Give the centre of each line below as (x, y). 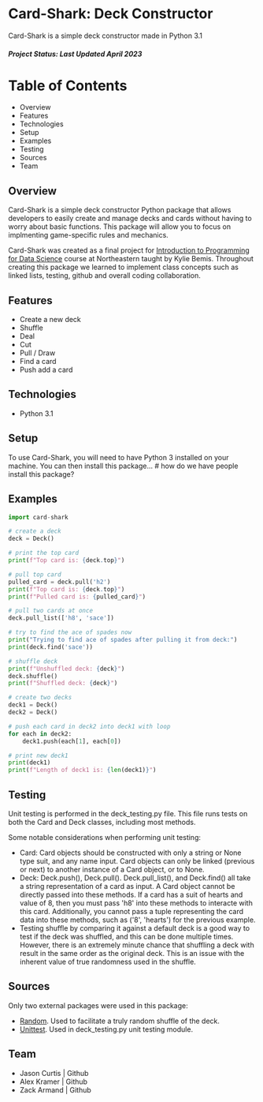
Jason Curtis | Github (54, 1073)
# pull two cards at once (50, 611)
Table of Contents (68, 86)
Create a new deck (50, 320)
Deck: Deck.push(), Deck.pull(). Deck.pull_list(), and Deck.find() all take (135, 878)
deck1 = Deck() (33, 705)
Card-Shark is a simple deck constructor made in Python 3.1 (106, 36)
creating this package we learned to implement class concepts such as (123, 267)
